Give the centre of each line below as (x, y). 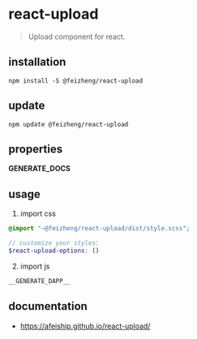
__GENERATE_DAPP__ (39, 281)
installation (37, 62)
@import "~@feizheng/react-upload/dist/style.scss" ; (99, 229)
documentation (48, 306)
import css (38, 214)
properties (36, 149)
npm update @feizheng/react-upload (69, 124)
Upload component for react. (77, 36)
